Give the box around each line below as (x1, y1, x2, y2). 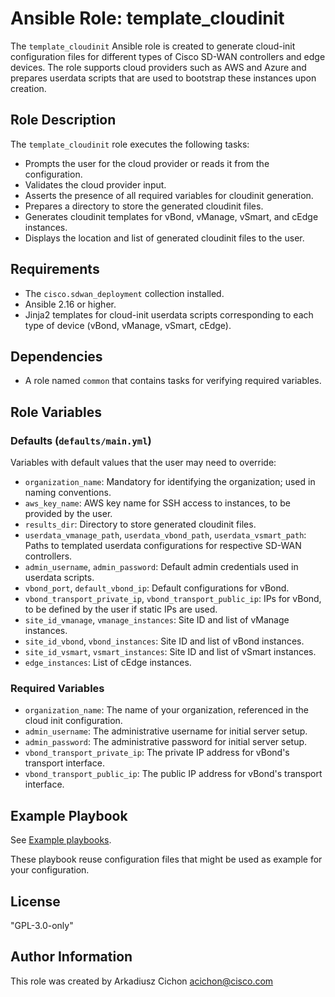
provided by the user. (24, 508, 113, 520)
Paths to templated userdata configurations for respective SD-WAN (24, 540, 302, 552)
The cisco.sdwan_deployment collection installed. (24, 287, 225, 299)
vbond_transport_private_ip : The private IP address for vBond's (24, 747, 290, 759)
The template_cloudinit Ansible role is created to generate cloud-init (10, 40, 296, 52)
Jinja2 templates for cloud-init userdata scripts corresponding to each (24, 308, 314, 321)
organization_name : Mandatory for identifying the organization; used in (24, 476, 316, 488)
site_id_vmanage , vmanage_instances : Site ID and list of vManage (24, 614, 290, 626)
